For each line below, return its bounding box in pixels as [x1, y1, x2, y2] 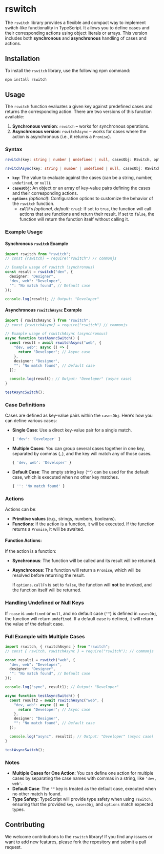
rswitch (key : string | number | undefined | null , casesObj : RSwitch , [5, 157, 152, 162]
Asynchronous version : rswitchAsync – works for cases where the [12, 129, 146, 135]
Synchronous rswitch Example [5, 241, 68, 247]
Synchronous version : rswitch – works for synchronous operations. [12, 123, 150, 129]
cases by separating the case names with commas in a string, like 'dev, [12, 775, 157, 781]
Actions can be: [5, 506, 37, 512]
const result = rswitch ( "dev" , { [5, 270, 73, 274]
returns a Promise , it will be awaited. [12, 526, 84, 532]
